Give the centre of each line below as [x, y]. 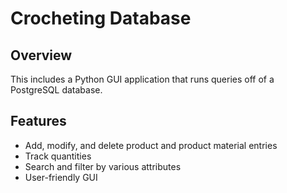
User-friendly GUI [61, 177]
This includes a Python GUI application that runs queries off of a [142, 79]
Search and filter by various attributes [103, 166]
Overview [41, 55]
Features [38, 121]
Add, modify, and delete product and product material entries [151, 145]
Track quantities [58, 156]
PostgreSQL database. [56, 90]
